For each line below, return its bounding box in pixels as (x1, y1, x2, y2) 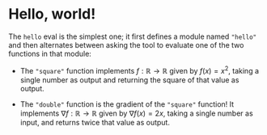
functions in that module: (8, 49, 91, 58)
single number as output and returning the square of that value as (19, 74, 239, 85)
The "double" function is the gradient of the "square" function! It (19, 99, 235, 109)
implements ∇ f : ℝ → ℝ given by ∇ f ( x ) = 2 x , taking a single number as (19, 108, 253, 118)
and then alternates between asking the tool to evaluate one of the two (8, 40, 244, 49)
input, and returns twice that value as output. (19, 117, 170, 127)
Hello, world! (8, 5, 96, 23)
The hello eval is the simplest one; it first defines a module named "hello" (8, 32, 257, 41)
